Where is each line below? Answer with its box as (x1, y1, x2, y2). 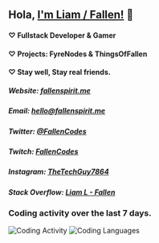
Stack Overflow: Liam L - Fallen (8, 187, 116, 197)
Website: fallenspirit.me (8, 85, 91, 95)
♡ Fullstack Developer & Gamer (8, 30, 116, 40)
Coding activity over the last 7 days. (8, 208, 152, 219)
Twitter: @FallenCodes (8, 126, 87, 136)
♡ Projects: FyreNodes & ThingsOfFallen (8, 49, 148, 59)
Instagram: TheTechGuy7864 (8, 167, 110, 177)
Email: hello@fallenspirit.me (8, 106, 106, 116)
